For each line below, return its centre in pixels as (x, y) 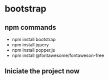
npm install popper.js (33, 50)
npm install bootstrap (34, 39)
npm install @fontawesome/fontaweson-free (58, 55)
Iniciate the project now (42, 71)
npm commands (30, 27)
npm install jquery (30, 45)
